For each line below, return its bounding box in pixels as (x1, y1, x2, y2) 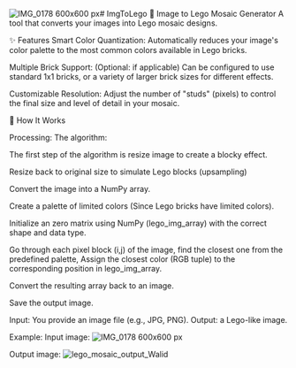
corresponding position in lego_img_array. (9, 264, 162, 273)
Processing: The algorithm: (9, 133, 108, 142)
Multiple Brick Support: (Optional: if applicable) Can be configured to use (9, 62, 275, 73)
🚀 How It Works (9, 115, 66, 126)
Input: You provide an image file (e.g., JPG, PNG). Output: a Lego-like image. (9, 315, 288, 325)
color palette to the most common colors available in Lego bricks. (9, 45, 247, 55)
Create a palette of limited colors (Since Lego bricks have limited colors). (9, 201, 275, 211)
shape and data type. (9, 227, 87, 238)
